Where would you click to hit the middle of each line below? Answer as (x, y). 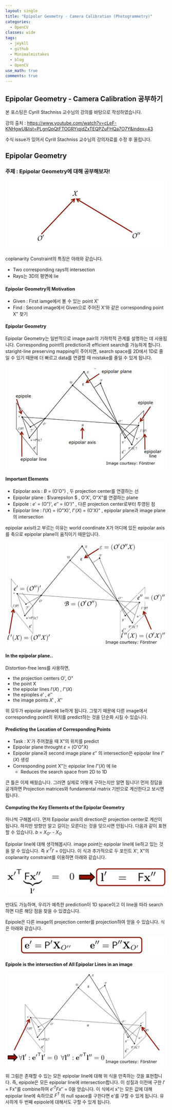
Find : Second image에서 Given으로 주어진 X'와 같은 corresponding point (88, 308)
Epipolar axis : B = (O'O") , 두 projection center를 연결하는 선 (75, 491)
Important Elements (27, 479)
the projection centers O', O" (43, 678)
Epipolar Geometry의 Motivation (40, 289)
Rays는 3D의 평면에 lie (36, 276)
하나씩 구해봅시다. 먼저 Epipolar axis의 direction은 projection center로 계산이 (84, 819)
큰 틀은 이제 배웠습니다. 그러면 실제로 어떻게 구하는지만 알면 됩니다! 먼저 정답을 (84, 782)
